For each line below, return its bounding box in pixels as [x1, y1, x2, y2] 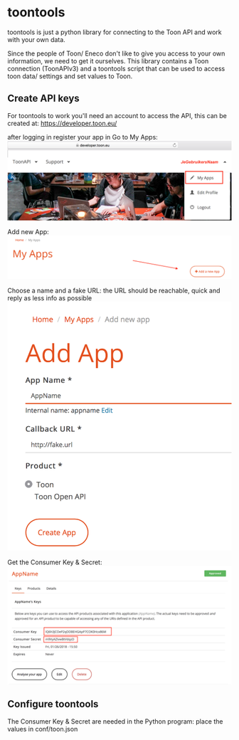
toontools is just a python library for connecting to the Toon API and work [7, 28, 222, 36]
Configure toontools [7, 698, 99, 710]
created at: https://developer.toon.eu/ [7, 119, 117, 127]
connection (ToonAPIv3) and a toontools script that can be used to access [7, 64, 225, 73]
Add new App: [7, 227, 50, 236]
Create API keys [7, 92, 80, 105]
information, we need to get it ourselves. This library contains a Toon [7, 56, 209, 65]
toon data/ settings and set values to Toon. [7, 72, 133, 80]
